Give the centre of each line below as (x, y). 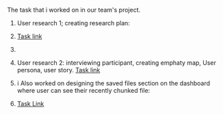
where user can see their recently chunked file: (83, 90)
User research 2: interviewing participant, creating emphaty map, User (117, 63)
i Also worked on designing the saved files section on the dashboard (114, 83)
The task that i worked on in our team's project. (74, 10)
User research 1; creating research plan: (73, 23)
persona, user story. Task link (58, 70)
